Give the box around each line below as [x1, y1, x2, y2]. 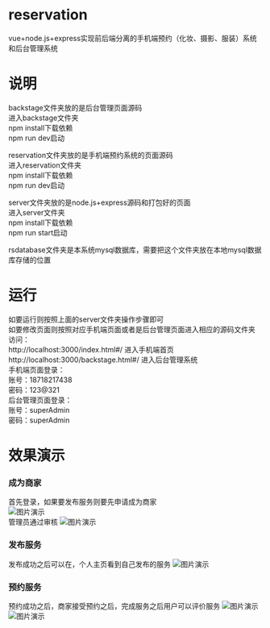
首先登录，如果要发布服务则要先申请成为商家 [8, 497, 157, 507]
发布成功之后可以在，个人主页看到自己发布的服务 [8, 559, 171, 569]
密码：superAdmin [8, 415, 70, 425]
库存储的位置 [8, 255, 51, 264]
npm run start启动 [8, 227, 68, 237]
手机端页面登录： [8, 364, 65, 374]
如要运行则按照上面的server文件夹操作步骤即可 [8, 314, 164, 324]
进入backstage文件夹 [8, 113, 79, 123]
